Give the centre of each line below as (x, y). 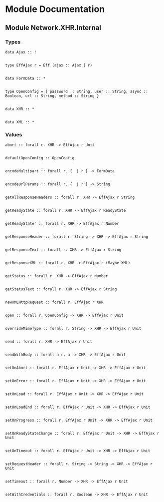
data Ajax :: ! (21, 52)
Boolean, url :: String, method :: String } (52, 96)
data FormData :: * (25, 78)
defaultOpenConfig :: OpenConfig (40, 158)
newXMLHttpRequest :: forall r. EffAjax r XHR (54, 302)
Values (14, 134)
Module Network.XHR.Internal (53, 28)
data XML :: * (20, 122)
